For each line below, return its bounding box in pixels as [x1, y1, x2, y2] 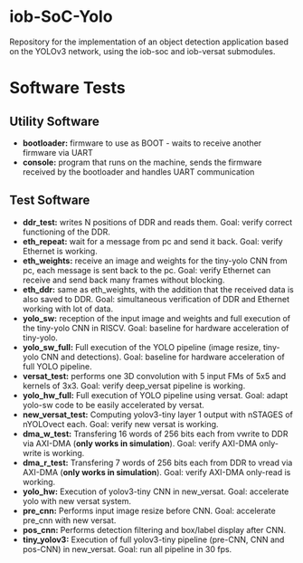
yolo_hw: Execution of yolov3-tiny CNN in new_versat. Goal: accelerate [22, 486, 289, 497]
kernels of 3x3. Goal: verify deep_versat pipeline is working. [22, 380, 246, 391]
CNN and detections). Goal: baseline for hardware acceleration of [40, 351, 285, 362]
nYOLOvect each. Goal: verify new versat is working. [22, 418, 219, 429]
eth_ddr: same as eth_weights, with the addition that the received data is [22, 283, 294, 295]
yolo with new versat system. [22, 495, 132, 506]
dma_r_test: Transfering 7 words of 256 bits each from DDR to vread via [22, 457, 293, 468]
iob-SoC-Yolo [9, 6, 113, 27]
